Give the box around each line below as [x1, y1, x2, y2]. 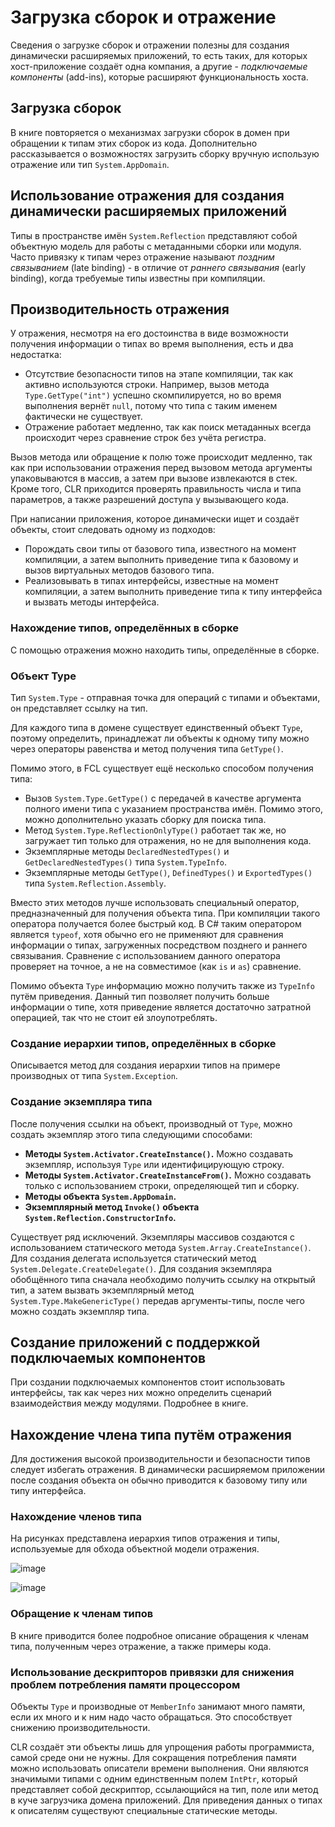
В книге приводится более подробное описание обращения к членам [10, 1629, 310, 1641]
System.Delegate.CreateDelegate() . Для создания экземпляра [10, 1262, 272, 1275]
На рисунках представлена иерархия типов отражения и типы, [10, 1532, 281, 1545]
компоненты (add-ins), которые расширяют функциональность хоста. [10, 71, 309, 83]
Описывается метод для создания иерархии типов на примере [10, 1059, 281, 1071]
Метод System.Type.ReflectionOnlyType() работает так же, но [24, 824, 287, 836]
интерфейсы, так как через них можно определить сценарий [10, 1387, 272, 1399]
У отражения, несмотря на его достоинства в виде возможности [10, 327, 289, 340]
